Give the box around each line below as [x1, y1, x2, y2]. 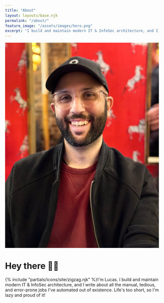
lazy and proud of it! [5, 292, 45, 298]
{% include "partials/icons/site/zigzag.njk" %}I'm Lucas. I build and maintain [5, 276, 159, 283]
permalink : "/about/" [5, 18, 49, 23]
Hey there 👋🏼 [5, 261, 59, 272]
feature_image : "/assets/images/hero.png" [5, 23, 93, 28]
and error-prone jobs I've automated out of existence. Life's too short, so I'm [5, 287, 159, 293]
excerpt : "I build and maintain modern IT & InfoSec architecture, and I [5, 28, 159, 34]
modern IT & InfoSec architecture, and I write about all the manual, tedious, [5, 282, 156, 287]
